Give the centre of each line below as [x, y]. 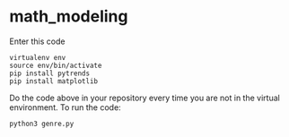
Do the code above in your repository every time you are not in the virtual [144, 98]
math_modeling [69, 17]
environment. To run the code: [65, 107]
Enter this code [37, 41]
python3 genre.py [42, 124]
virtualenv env [38, 57]
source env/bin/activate [56, 65]
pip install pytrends [50, 73]
